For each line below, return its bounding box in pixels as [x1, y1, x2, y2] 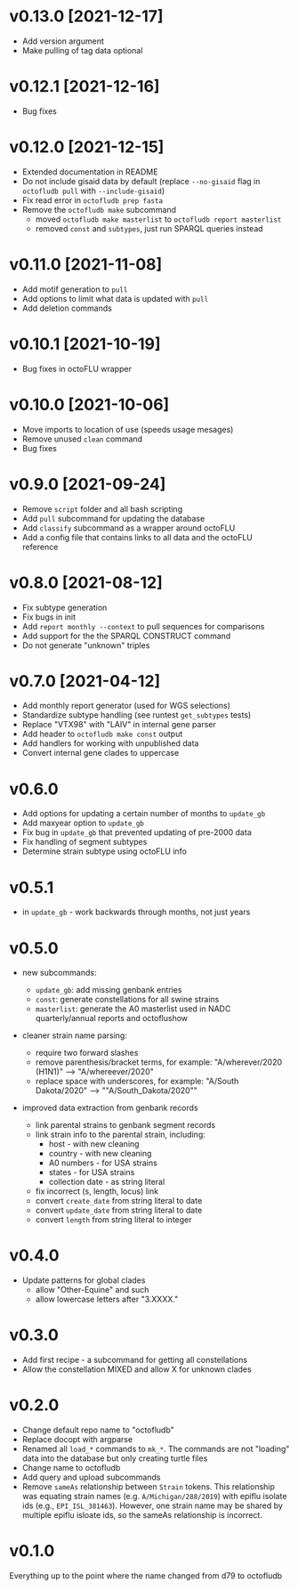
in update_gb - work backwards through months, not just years [21, 906, 251, 918]
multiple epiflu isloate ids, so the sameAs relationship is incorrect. [21, 1510, 262, 1521]
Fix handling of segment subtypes [21, 837, 148, 848]
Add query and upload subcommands [21, 1472, 161, 1483]
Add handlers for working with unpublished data [21, 738, 199, 749]
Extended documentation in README [21, 166, 158, 177]
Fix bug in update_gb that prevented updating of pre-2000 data [21, 827, 252, 838]
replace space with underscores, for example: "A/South [35, 1075, 239, 1087]
